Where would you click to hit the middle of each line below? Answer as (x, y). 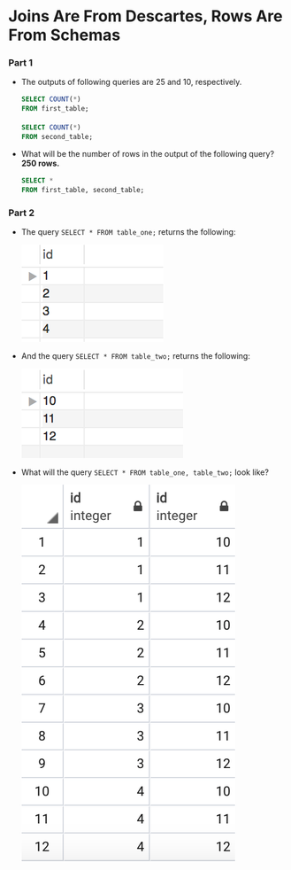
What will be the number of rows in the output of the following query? (148, 153)
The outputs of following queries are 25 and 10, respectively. (131, 82)
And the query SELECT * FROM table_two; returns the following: (136, 355)
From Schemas (65, 35)
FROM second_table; (57, 136)
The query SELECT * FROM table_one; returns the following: (128, 231)
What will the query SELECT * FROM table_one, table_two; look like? (145, 472)
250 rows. (40, 163)
